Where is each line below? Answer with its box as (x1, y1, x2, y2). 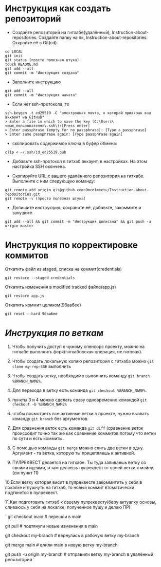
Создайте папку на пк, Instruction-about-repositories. (38, 35, 148, 40)
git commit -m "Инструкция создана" (5, 70, 79, 75)
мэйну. (140, 464, 155, 470)
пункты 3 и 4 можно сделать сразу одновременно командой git (12, 397, 147, 402)
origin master (5, 223, 34, 228)
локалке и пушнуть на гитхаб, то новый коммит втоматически (5, 484, 135, 490)
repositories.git (5, 192, 40, 197)
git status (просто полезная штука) (5, 57, 79, 62)
